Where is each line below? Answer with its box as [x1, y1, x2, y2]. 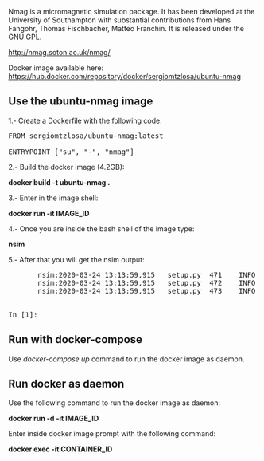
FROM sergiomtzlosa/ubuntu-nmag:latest [8, 131, 164, 140]
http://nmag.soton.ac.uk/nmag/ [8, 48, 111, 57]
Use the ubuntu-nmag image [8, 95, 153, 108]
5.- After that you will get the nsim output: [8, 254, 145, 264]
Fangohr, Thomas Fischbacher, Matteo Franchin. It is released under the [8, 24, 245, 33]
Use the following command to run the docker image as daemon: [8, 398, 221, 408]
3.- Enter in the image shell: [8, 193, 99, 203]
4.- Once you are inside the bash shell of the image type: [8, 223, 195, 234]
